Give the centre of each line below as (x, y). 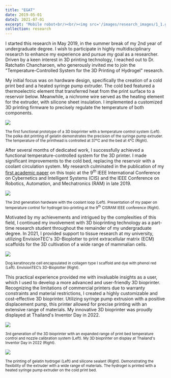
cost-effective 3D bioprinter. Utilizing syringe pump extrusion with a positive (85, 299)
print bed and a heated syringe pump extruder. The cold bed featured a (80, 86)
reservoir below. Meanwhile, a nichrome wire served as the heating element (85, 97)
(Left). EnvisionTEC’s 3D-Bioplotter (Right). (42, 267)
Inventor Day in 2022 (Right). (31, 343)
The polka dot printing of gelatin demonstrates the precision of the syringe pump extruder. (84, 136)
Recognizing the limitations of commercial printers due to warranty (75, 288)
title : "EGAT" (20, 10)
